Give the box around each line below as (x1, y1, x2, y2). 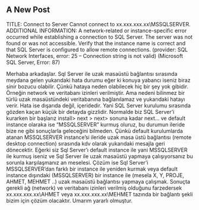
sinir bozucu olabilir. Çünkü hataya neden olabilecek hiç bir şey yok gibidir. (6, 83, 189, 90)
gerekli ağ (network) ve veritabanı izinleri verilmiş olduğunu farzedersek (6, 184, 182, 192)
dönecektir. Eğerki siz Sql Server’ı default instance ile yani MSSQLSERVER (6, 146, 188, 153)
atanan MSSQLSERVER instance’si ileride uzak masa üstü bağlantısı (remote (6, 134, 192, 141)
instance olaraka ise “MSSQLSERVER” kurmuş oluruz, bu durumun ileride (6, 121, 185, 128)
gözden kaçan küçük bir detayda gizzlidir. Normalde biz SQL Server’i (6, 108, 175, 115)
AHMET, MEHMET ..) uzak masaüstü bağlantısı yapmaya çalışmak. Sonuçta (6, 178, 191, 185)
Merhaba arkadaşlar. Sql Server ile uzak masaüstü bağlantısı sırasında (6, 70, 178, 77)
